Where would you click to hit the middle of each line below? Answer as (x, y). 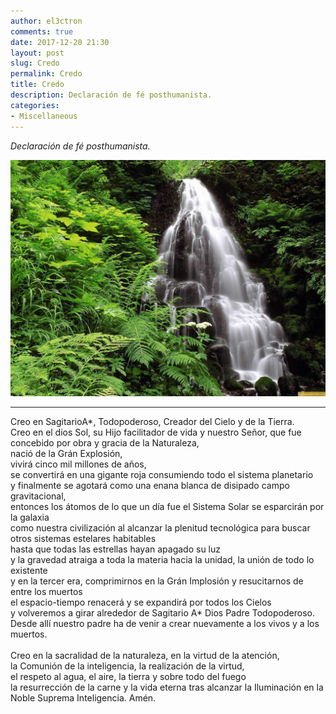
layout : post (37, 53)
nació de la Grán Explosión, (66, 453)
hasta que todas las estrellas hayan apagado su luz (115, 549)
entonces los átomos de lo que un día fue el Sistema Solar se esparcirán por (167, 506)
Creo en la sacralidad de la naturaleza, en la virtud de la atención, (145, 655)
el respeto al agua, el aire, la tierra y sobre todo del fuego (128, 676)
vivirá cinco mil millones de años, (78, 464)
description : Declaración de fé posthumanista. (111, 95)
